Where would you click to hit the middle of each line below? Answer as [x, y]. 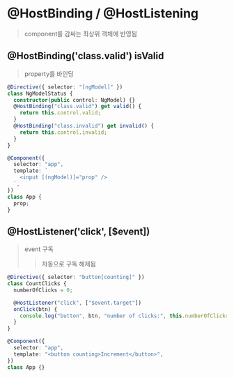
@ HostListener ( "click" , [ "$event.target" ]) [77, 303]
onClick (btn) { [36, 309]
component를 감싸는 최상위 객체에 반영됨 [80, 33]
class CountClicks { [37, 284]
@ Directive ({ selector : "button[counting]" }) [76, 278]
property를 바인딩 [49, 74]
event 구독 [39, 249]
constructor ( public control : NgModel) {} [75, 100]
